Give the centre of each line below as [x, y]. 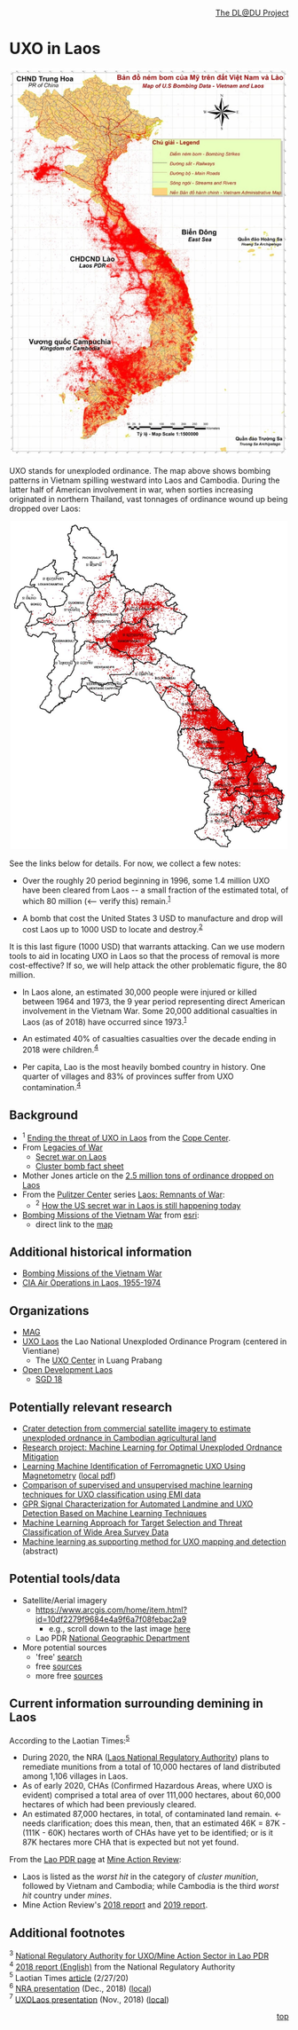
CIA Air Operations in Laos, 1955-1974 [91, 1283]
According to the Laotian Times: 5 [70, 1740]
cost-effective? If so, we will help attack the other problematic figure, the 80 [148, 965]
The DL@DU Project [252, 13]
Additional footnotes [67, 1933]
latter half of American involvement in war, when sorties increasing [131, 490]
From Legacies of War [63, 1147]
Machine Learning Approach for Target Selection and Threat [132, 1523]
